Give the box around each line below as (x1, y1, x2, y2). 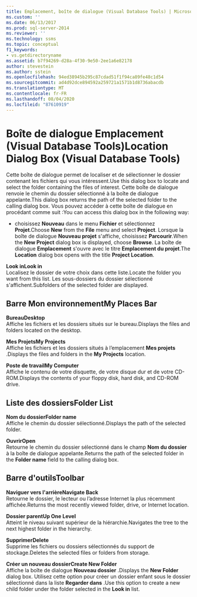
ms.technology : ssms (6, 36, 57, 42)
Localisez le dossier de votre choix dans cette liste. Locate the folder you (6, 269, 181, 276)
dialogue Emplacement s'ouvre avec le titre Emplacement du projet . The (14, 245, 191, 252)
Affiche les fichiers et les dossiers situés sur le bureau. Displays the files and (6, 321, 191, 328)
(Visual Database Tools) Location (6, 139, 169, 153)
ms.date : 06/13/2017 (6, 19, 57, 25)
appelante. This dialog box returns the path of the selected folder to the (6, 196, 177, 204)
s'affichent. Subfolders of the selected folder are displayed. (6, 282, 148, 289)
